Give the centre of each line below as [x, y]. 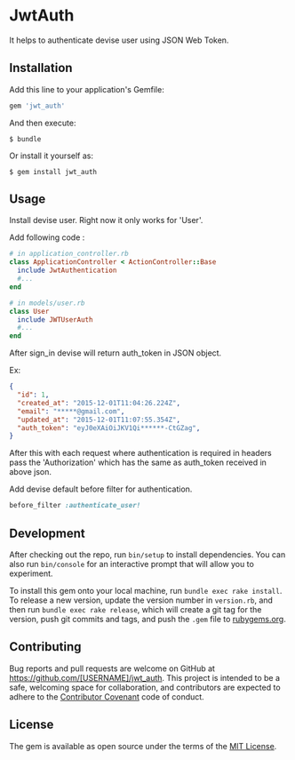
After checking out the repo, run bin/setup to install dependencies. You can [147, 555]
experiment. [31, 573]
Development [48, 533]
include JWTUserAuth [55, 320]
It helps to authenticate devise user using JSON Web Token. [119, 40]
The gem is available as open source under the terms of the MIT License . [143, 746]
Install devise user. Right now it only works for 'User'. [106, 220]
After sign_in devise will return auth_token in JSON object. [116, 353]
